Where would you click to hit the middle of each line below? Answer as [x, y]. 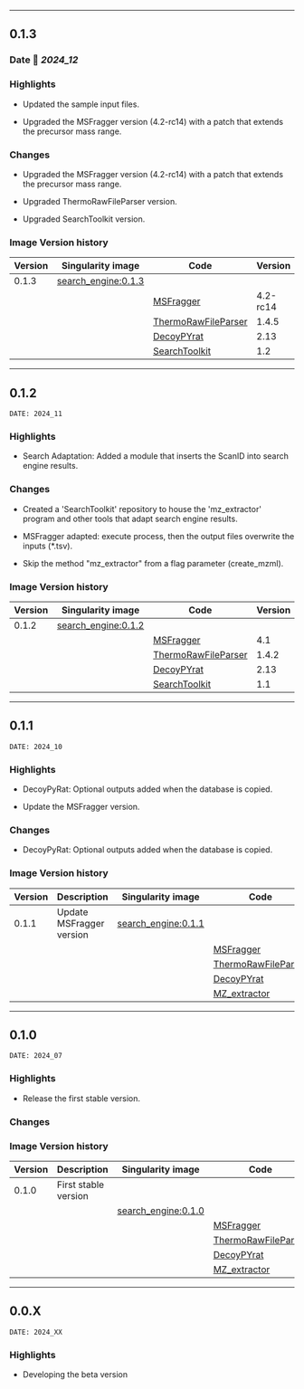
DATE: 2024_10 [36, 747]
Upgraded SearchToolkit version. [84, 219]
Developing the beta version [75, 1375]
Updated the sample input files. [81, 104]
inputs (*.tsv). [47, 546]
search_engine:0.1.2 [101, 625]
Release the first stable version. [81, 1098]
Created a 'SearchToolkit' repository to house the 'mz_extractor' [142, 509]
